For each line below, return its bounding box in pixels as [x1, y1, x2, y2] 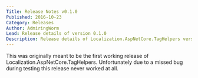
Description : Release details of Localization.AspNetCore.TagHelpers [6, 36, 181, 42]
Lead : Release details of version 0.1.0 [6, 31, 107, 37]
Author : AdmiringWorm [6, 25, 60, 31]
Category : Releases [6, 19, 54, 25]
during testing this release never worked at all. [6, 65, 119, 71]
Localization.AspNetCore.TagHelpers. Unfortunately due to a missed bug [6, 58, 183, 66]
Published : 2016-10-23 [6, 14, 62, 20]
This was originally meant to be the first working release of [6, 53, 149, 59]
